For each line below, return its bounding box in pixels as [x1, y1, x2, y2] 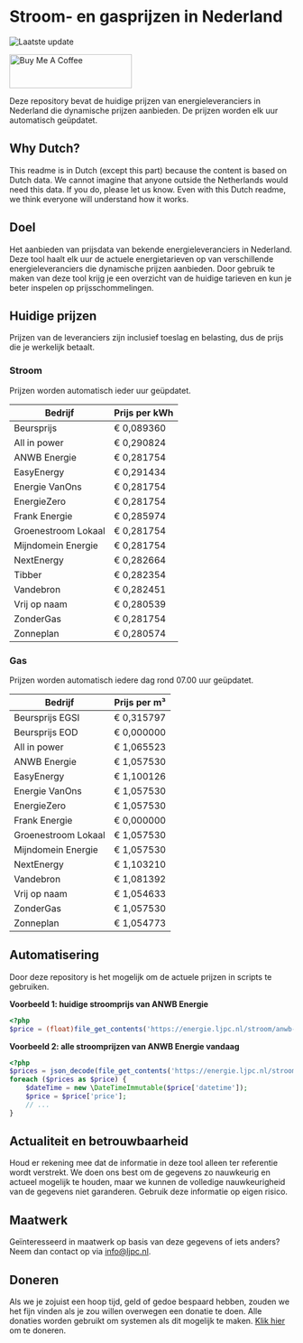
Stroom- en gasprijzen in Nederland [9, 6, 283, 27]
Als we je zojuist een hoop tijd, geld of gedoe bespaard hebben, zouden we [9, 1296, 290, 1307]
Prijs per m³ [114, 695, 167, 708]
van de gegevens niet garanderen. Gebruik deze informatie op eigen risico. [9, 1186, 289, 1198]
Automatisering [9, 947, 99, 963]
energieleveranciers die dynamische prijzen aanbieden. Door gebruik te [9, 263, 275, 274]
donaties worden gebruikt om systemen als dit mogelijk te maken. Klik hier [9, 1316, 286, 1327]
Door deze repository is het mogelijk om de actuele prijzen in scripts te [9, 971, 272, 982]
